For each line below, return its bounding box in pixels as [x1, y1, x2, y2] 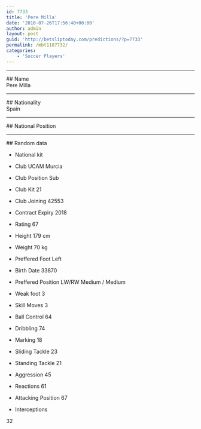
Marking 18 [14, 336, 43, 344]
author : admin [6, 25, 42, 32]
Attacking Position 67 [14, 394, 68, 401]
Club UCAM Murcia [14, 163, 63, 170]
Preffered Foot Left [14, 255, 62, 262]
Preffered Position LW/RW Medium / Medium [14, 278, 126, 286]
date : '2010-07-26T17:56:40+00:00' [6, 20, 95, 26]
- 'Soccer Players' [17, 53, 66, 59]
